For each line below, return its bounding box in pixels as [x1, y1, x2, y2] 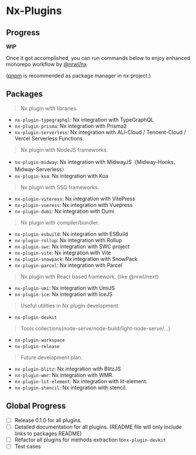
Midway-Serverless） [14, 166, 67, 173]
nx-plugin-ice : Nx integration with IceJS [14, 290, 113, 297]
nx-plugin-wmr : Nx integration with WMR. [14, 372, 114, 379]
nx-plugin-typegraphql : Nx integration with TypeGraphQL [14, 116, 154, 123]
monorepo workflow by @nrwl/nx [6, 61, 87, 68]
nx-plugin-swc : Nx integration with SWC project [14, 243, 130, 250]
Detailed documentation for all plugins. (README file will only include [14, 423, 182, 430]
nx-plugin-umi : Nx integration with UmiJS [14, 284, 116, 292]
